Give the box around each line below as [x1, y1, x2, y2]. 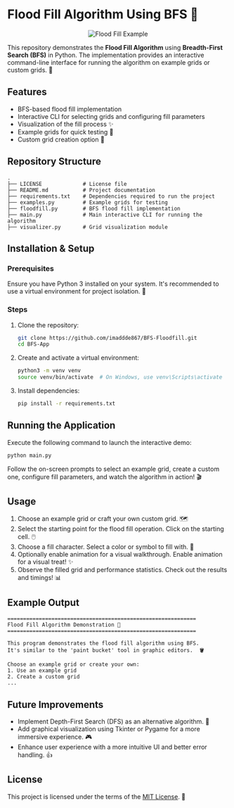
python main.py [7, 452, 52, 459]
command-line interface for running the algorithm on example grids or [7, 58, 210, 66]
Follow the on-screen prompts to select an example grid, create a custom [7, 465, 220, 473]
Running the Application [7, 419, 116, 431]
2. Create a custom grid [7, 674, 80, 681]
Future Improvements [7, 698, 104, 710]
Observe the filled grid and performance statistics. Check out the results [17, 566, 228, 574]
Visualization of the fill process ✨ [17, 120, 114, 128]
